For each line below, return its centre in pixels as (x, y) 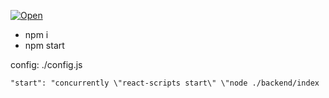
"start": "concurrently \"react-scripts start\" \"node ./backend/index (165, 83)
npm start (44, 45)
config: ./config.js (46, 64)
